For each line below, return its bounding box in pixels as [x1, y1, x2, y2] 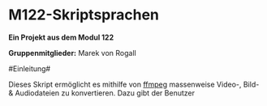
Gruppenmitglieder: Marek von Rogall [8, 48, 136, 57]
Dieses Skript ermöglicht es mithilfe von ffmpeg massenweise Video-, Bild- [8, 79, 260, 89]
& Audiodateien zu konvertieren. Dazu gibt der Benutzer [8, 87, 195, 98]
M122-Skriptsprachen [8, 6, 160, 24]
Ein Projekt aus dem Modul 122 [8, 32, 114, 42]
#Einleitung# [8, 63, 51, 74]
